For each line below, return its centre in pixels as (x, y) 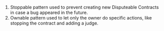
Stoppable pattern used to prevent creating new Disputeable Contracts (84, 7)
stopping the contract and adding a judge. (54, 23)
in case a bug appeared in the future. (49, 12)
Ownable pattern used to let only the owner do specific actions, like (81, 18)
